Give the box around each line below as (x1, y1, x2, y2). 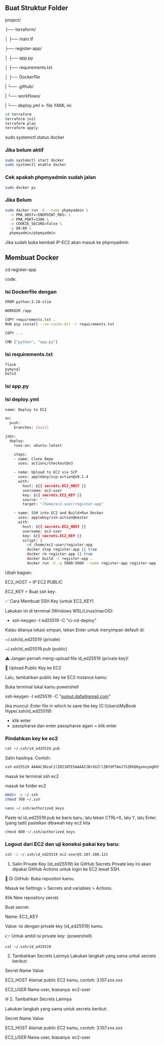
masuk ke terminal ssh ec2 (5, 773, 59, 779)
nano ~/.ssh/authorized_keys (5, 806, 64, 811)
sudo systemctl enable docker (5, 162, 67, 167)
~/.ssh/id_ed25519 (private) (5, 636, 61, 642)
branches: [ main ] (14, 425, 49, 430)
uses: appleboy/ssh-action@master (18, 515, 89, 520)
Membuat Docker (5, 253, 59, 262)
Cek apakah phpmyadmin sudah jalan (5, 174, 96, 181)
